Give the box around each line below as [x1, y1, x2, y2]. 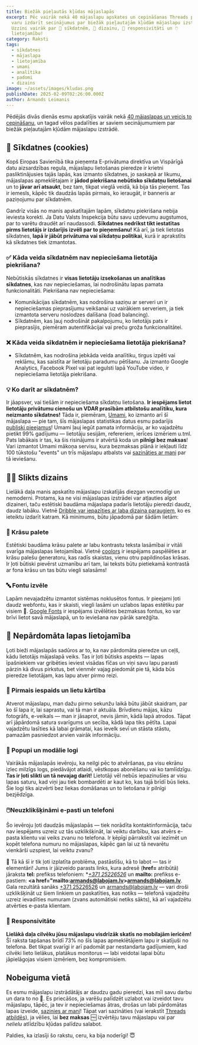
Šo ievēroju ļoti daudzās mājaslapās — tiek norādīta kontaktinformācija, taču [6, 821, 192, 829]
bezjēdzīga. [6, 791, 34, 798]
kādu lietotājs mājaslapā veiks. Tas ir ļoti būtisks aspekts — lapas [6, 653, 164, 660]
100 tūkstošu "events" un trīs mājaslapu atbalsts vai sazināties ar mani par [6, 449, 186, 456]
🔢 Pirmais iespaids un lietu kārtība [6, 687, 106, 695]
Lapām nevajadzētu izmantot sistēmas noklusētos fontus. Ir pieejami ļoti [6, 595, 181, 602]
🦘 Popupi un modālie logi [6, 746, 78, 754]
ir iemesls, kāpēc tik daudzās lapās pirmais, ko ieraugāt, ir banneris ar [6, 190, 176, 197]
